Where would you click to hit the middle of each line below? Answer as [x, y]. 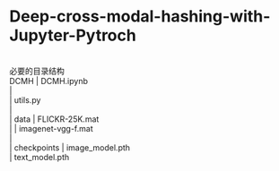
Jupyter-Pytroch [73, 35]
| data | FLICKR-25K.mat [54, 119]
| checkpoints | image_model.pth [70, 147]
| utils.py [25, 99]
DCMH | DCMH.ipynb [48, 81]
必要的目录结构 [37, 71]
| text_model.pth [39, 157]
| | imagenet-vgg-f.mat [51, 128]
